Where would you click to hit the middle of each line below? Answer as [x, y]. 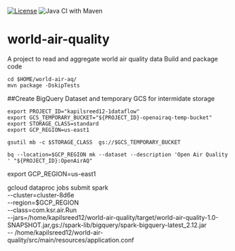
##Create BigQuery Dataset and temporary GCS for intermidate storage [111, 98]
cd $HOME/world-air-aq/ [42, 79]
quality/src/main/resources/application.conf [71, 240]
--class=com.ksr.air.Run [42, 210]
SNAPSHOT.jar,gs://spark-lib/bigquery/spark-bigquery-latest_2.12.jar [107, 225]
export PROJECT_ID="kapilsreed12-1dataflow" [74, 111]
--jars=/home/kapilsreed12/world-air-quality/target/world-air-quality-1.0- [113, 217]
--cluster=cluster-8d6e [41, 195]
